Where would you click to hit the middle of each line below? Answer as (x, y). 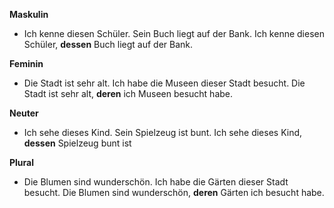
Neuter (24, 113)
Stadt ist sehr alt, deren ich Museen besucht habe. (128, 93)
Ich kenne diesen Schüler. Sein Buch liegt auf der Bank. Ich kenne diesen (174, 33)
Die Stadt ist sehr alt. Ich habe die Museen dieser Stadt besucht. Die (164, 83)
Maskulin (29, 14)
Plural (22, 162)
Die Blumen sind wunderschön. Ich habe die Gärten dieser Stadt (156, 182)
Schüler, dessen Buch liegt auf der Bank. (108, 44)
